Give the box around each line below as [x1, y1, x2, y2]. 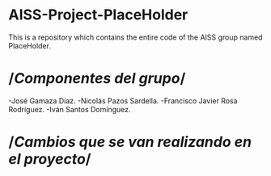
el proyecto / [8, 150, 91, 169]
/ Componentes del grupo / [8, 69, 186, 88]
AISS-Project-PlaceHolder [8, 6, 188, 24]
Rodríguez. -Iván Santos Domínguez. [8, 104, 131, 114]
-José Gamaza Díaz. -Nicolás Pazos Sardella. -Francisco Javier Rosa [8, 95, 238, 106]
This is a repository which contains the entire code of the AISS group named [8, 32, 263, 42]
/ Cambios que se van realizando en [8, 133, 252, 151]
